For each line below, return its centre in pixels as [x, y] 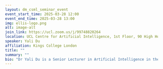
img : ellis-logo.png [26, 23]
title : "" [15, 50]
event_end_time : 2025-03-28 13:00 [40, 18]
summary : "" [17, 55]
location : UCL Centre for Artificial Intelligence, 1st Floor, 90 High [79, 37]
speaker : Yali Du [23, 41]
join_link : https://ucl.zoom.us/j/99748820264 [53, 32]
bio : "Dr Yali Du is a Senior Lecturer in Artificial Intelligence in [78, 59]
